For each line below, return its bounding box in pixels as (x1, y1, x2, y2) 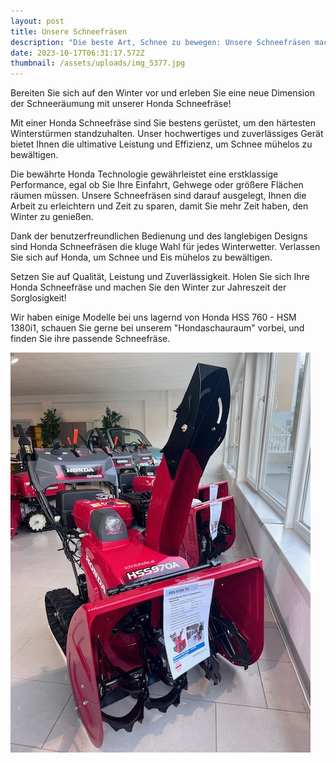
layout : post (10, 16, 65, 26)
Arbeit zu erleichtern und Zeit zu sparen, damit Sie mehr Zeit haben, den (10, 200, 309, 212)
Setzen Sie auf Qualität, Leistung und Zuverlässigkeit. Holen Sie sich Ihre (10, 271, 310, 283)
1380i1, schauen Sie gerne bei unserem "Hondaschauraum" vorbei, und (10, 322, 305, 334)
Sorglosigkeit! (10, 292, 67, 304)
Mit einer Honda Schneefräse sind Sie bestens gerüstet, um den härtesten (10, 117, 316, 129)
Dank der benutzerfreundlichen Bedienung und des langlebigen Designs (10, 230, 308, 242)
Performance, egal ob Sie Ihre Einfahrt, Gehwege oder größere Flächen (10, 179, 304, 191)
